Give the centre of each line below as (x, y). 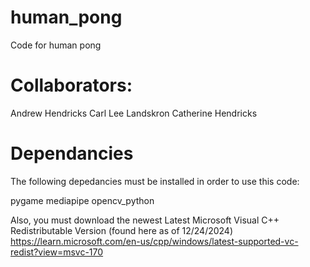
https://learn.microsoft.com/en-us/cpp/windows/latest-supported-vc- (154, 241)
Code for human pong (56, 45)
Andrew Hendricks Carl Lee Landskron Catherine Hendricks (134, 113)
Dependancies (72, 153)
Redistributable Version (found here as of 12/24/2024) (122, 230)
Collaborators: (71, 85)
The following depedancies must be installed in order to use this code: (155, 181)
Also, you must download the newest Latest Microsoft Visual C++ (145, 220)
